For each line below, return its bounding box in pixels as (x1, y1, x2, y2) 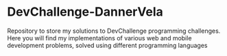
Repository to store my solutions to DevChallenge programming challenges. (7, 27, 221, 35)
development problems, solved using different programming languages (7, 41, 208, 49)
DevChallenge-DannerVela (7, 4, 163, 20)
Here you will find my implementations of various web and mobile (7, 33, 192, 42)
